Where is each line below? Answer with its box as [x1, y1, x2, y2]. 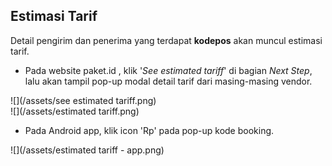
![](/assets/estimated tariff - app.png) [10, 144, 165, 156]
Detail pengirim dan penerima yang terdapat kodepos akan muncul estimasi [10, 34, 323, 46]
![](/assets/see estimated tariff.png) [10, 94, 157, 106]
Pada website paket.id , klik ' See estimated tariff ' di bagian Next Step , [24, 64, 313, 76]
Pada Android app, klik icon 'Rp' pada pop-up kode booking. [24, 124, 275, 136]
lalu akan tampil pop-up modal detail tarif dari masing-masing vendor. [24, 75, 313, 87]
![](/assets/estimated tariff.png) [10, 105, 140, 117]
